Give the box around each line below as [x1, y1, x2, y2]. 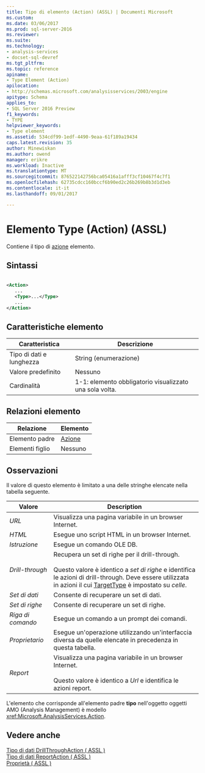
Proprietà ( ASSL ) [6, 759, 52, 767]
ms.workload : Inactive [6, 163, 64, 169]
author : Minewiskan [6, 145, 56, 152]
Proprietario [9, 636, 44, 645]
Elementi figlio [9, 444, 50, 453]
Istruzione [9, 540, 38, 549]
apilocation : [6, 83, 40, 89]
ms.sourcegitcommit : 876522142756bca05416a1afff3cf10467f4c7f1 [6, 174, 171, 180]
